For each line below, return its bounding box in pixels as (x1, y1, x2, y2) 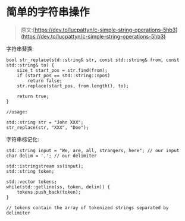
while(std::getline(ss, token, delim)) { (6, 184, 111, 190)
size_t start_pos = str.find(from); (17, 67, 108, 73)
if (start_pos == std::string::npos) (17, 72, 111, 78)
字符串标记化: (6, 135, 40, 143)
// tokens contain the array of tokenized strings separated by (6, 204, 169, 211)
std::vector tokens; (6, 179, 58, 185)
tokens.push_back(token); (17, 189, 81, 195)
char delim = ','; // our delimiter (6, 153, 97, 159)
